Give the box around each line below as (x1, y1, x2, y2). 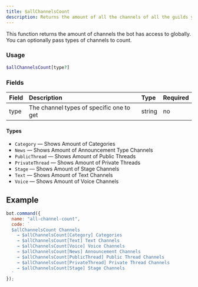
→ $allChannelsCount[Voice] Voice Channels (16, 243, 126, 249)
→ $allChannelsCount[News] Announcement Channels (16, 249, 141, 255)
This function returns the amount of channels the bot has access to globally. (6, 30, 192, 37)
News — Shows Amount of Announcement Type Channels (14, 146, 153, 153)
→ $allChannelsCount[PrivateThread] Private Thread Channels (16, 259, 170, 265)
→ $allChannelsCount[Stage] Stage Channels (16, 265, 126, 271)
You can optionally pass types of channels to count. (6, 36, 132, 44)
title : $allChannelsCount (6, 8, 70, 15)
